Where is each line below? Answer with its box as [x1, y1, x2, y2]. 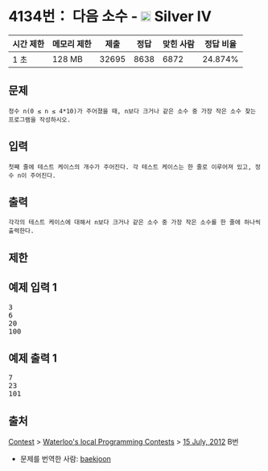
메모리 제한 [52, 38, 93, 49]
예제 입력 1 [8, 281, 58, 294]
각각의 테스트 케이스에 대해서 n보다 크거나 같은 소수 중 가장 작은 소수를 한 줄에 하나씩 [8, 219, 262, 227]
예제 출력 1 [8, 351, 58, 365]
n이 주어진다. [17, 171, 56, 179]
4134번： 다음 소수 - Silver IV [8, 7, 212, 26]
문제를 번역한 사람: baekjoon [19, 454, 111, 464]
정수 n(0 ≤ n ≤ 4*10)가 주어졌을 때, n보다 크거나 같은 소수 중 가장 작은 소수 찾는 [8, 107, 257, 115]
